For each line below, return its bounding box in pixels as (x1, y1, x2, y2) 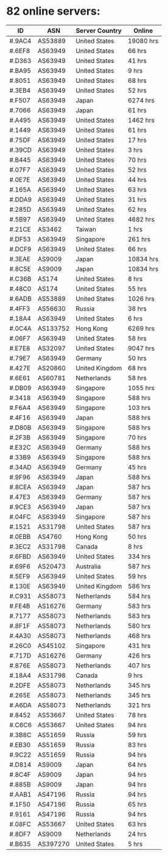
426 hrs (127, 651, 151, 660)
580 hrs (127, 621, 151, 630)
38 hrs (127, 304, 147, 312)
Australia (75, 562, 102, 570)
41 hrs (127, 56, 147, 65)
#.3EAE (9, 254, 31, 263)
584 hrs (127, 592, 151, 600)
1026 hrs (127, 294, 155, 303)
